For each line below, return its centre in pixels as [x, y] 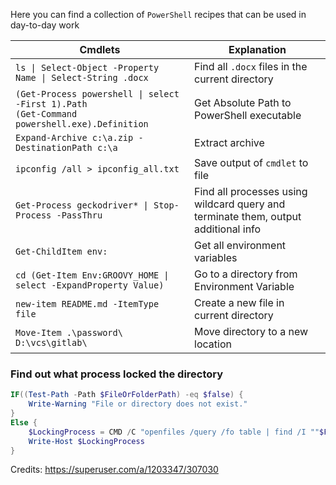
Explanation [257, 49]
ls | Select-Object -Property [87, 67]
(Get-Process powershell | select [97, 94]
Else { [24, 422]
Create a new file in [239, 302]
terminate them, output [248, 216]
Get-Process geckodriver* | [82, 205]
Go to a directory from [246, 274]
